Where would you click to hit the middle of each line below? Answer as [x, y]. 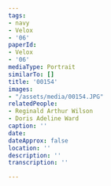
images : [21, 89]
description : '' [35, 155]
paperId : [22, 45]
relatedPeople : [33, 104]
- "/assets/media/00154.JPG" [56, 97]
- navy [19, 23]
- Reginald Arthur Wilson [50, 112]
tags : [17, 15]
